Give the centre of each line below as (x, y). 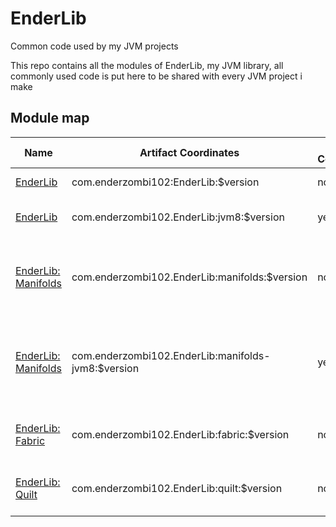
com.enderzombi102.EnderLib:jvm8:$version (178, 217)
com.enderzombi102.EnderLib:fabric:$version (180, 434)
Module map (50, 118)
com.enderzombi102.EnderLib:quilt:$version (177, 488)
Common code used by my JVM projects (94, 46)
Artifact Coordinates (189, 152)
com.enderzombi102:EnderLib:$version (165, 182)
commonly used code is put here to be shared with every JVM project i (156, 76)
